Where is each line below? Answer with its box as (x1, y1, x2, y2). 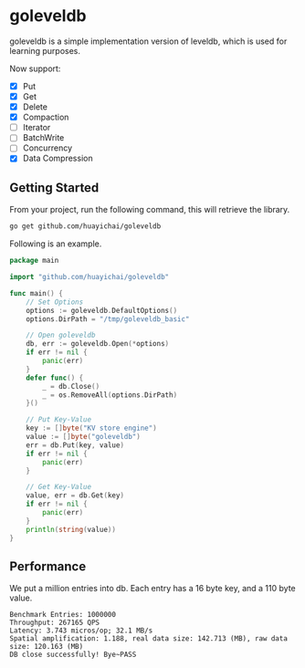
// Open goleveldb (26, 330, 96, 340)
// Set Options (26, 297, 84, 307)
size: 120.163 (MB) (9, 642, 84, 652)
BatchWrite (22, 132, 65, 143)
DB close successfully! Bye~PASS (9, 650, 137, 660)
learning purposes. (9, 45, 80, 56)
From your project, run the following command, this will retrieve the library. (9, 204, 290, 215)
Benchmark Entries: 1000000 (9, 611, 117, 620)
